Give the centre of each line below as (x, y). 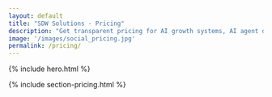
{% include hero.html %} (49, 69)
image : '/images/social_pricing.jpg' (72, 38)
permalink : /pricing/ (45, 46)
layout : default (36, 16)
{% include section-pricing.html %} (68, 85)
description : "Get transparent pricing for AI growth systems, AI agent (134, 31)
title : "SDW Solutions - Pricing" (67, 23)
